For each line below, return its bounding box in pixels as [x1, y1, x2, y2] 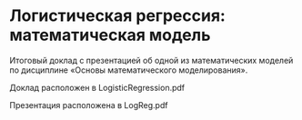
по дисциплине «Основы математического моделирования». [9, 65, 248, 75]
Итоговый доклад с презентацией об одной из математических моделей [9, 55, 294, 65]
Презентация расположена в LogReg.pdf [9, 99, 168, 110]
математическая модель [9, 25, 211, 45]
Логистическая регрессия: [9, 5, 226, 26]
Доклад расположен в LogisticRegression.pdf [9, 82, 186, 93]
